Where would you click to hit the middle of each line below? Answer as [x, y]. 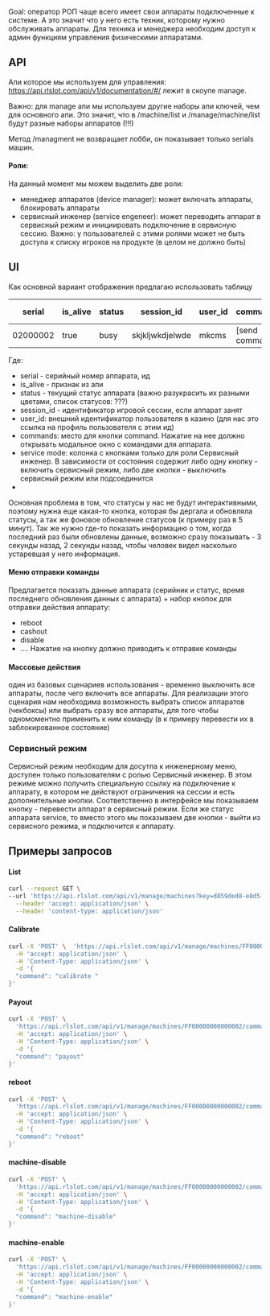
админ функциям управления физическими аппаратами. [106, 37]
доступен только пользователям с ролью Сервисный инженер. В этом [130, 774]
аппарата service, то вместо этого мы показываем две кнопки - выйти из [135, 817]
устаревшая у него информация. [64, 554]
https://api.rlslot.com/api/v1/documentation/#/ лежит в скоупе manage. [127, 90]
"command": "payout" [50, 1056]
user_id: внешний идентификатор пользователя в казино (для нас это [139, 419]
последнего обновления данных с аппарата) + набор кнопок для [120, 599]
